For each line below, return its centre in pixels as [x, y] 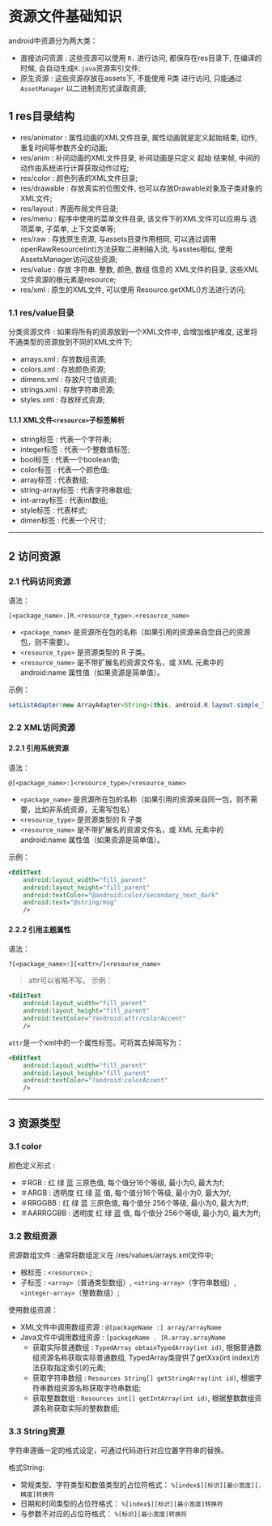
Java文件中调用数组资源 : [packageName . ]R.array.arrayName [123, 1337]
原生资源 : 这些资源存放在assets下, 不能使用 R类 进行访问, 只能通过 [131, 78]
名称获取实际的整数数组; [79, 1408]
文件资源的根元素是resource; [68, 279]
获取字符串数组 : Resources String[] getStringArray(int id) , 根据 [144, 1378]
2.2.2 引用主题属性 [40, 929]
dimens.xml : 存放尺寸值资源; [68, 380]
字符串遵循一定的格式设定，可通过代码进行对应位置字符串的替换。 [118, 1451]
